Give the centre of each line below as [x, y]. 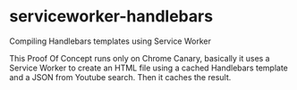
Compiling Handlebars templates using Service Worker [110, 41]
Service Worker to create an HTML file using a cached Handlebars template [149, 68]
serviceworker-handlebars [111, 16]
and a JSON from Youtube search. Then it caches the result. [120, 77]
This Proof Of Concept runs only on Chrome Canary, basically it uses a [140, 58]
